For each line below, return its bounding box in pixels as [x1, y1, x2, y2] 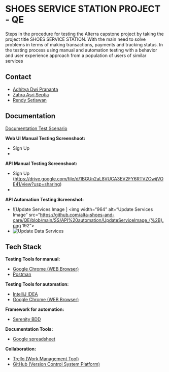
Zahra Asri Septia [12, 91, 49, 97]
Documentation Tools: [5, 326, 53, 332]
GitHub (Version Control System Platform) [12, 361, 100, 367]
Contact [5, 72, 31, 82]
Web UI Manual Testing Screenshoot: [5, 135, 85, 141]
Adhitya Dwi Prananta [12, 86, 58, 92]
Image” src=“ [12, 211, 41, 218]
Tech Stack [5, 243, 42, 251]
